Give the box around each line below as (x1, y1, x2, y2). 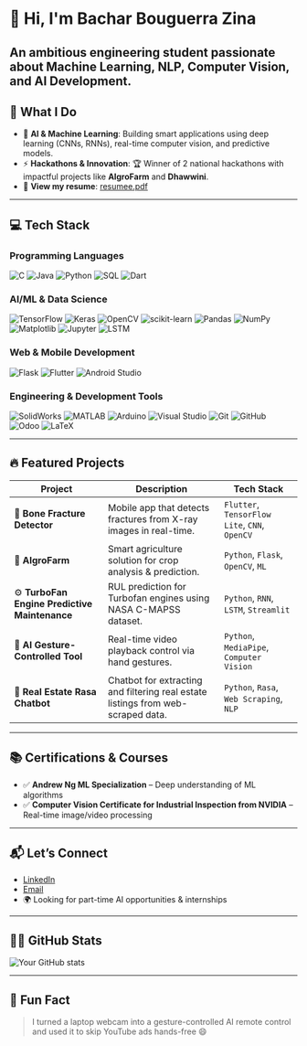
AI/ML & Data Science (9, 293, 108, 305)
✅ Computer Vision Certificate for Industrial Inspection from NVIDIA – (22, 799, 294, 810)
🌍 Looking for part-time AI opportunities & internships (22, 894, 228, 905)
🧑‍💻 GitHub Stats (9, 933, 102, 948)
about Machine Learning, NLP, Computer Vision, (9, 59, 290, 74)
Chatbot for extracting (108, 674, 203, 687)
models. (22, 148, 54, 159)
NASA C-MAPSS (108, 603, 181, 615)
